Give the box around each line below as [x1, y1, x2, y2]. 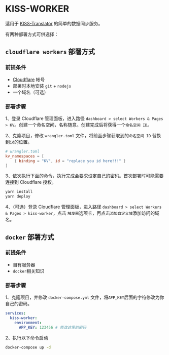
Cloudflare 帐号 [12, 76, 45, 83]
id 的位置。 [10, 139, 32, 145]
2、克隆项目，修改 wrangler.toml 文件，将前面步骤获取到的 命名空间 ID [5, 132, 151, 138]
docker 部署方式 [5, 232, 54, 241]
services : [5, 311, 26, 316]
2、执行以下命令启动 [5, 335, 48, 341]
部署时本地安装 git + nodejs [12, 83, 72, 89]
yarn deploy [5, 194, 30, 199]
